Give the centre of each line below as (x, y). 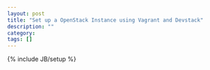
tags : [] (20, 40)
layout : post (26, 14)
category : (22, 33)
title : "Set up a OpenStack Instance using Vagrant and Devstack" (105, 20)
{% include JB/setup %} (42, 59)
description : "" (31, 26)
